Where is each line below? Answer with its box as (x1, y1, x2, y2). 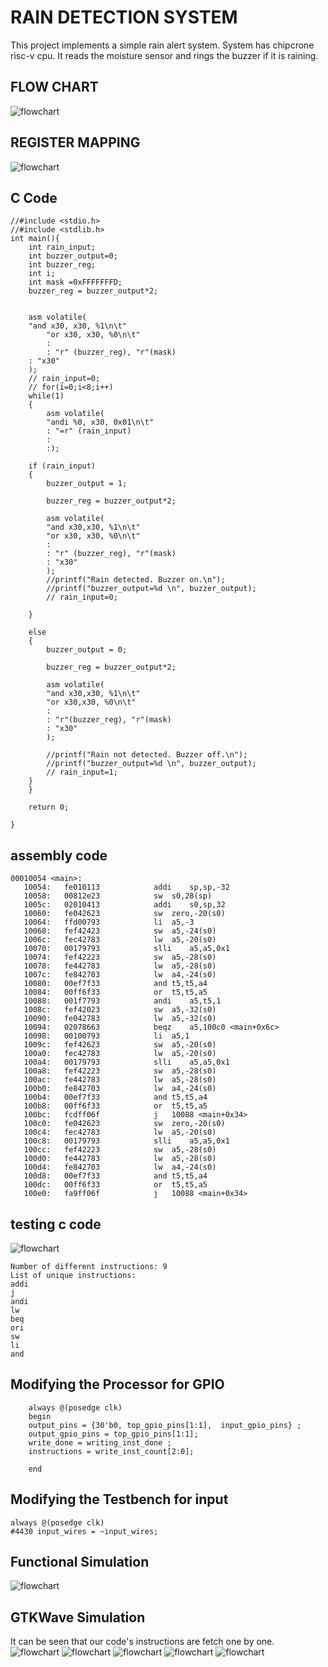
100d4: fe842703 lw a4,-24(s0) (23, 1162, 217, 1173)
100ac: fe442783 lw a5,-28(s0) (23, 1075, 217, 1085)
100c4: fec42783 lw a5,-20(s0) (23, 1127, 217, 1138)
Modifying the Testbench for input (10, 1491, 229, 1508)
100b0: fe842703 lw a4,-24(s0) (23, 1084, 217, 1094)
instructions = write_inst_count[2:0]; (28, 1446, 195, 1456)
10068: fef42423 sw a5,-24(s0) (23, 926, 217, 936)
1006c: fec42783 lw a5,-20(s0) (23, 935, 217, 945)
